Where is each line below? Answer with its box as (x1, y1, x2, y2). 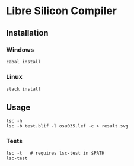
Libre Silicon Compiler (6, 4, 117, 18)
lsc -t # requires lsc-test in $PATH (6, 150, 105, 157)
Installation (6, 28, 49, 38)
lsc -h (6, 117, 23, 124)
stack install (6, 86, 42, 92)
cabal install (6, 59, 42, 65)
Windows (6, 46, 34, 54)
